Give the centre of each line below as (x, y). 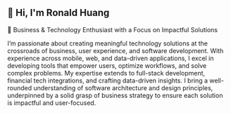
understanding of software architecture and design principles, (123, 87)
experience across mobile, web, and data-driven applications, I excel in (111, 58)
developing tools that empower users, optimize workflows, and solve (107, 65)
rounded (20, 87)
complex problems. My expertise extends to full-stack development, (106, 73)
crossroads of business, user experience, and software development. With (115, 50)
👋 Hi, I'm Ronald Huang (58, 13)
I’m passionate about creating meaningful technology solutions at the (107, 43)
